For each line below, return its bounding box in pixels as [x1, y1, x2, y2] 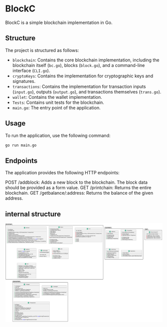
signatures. [12, 78, 36, 84]
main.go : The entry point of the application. [12, 104, 101, 110]
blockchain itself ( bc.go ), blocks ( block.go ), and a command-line [12, 62, 145, 68]
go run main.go [5, 143, 37, 148]
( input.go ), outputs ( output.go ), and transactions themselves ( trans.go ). [12, 88, 162, 95]
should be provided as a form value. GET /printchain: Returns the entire [5, 185, 152, 191]
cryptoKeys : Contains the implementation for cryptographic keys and [12, 73, 154, 79]
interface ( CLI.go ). [12, 67, 50, 73]
